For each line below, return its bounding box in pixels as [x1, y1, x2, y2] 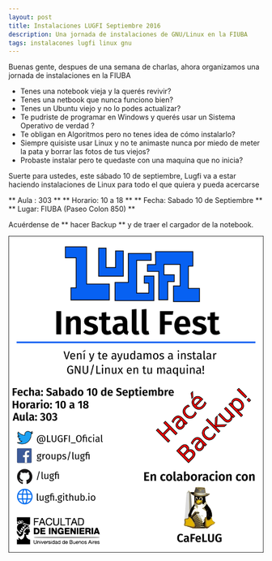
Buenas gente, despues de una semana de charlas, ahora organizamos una [8, 62, 260, 72]
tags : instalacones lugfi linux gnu [8, 39, 132, 47]
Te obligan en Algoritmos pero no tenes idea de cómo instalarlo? [19, 130, 236, 140]
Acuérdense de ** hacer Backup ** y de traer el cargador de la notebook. [8, 220, 254, 230]
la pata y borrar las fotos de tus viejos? [19, 147, 151, 157]
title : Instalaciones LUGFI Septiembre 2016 [8, 21, 161, 30]
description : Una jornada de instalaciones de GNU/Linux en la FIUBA [8, 30, 249, 38]
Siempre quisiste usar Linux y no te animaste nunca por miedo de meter [19, 138, 261, 148]
